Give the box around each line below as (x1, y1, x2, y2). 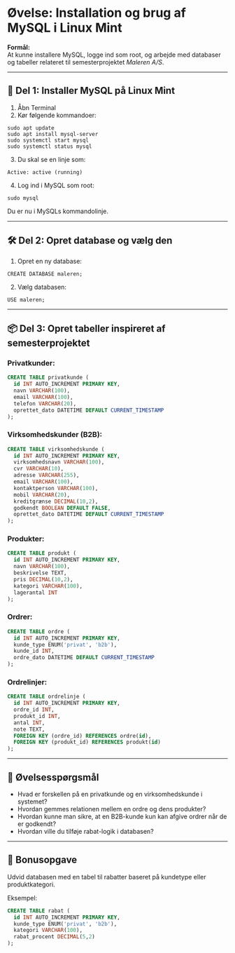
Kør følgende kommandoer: (17, 111, 97, 119)
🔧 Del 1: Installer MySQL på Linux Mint (7, 85, 176, 97)
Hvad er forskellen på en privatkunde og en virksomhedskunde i (17, 790, 203, 798)
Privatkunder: (7, 358, 55, 367)
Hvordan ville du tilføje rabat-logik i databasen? (17, 827, 154, 835)
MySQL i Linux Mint (7, 20, 122, 36)
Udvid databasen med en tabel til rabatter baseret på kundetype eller (7, 872, 206, 881)
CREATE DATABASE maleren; (7, 270, 83, 278)
